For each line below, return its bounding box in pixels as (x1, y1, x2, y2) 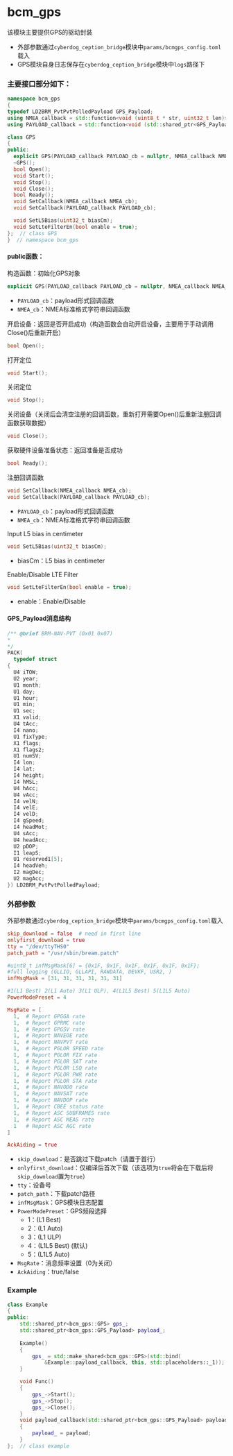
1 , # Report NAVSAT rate (13, 1090, 89, 1097)
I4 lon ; (13, 759, 36, 766)
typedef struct (13, 656, 58, 663)
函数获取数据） (7, 419, 50, 427)
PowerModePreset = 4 (7, 994, 67, 1001)
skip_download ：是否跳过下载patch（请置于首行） (17, 1155, 159, 1163)
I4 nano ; (13, 726, 39, 734)
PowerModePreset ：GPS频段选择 (17, 1207, 107, 1215)
